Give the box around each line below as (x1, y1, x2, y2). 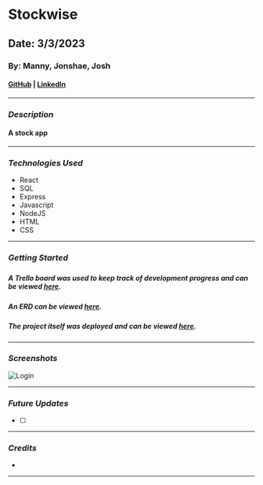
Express (19, 192, 46, 202)
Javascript (19, 200, 54, 210)
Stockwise (8, 5, 78, 24)
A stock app (8, 128, 49, 138)
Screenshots (8, 353, 58, 364)
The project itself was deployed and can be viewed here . (8, 322, 197, 331)
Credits (8, 443, 37, 454)
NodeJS (19, 209, 46, 218)
